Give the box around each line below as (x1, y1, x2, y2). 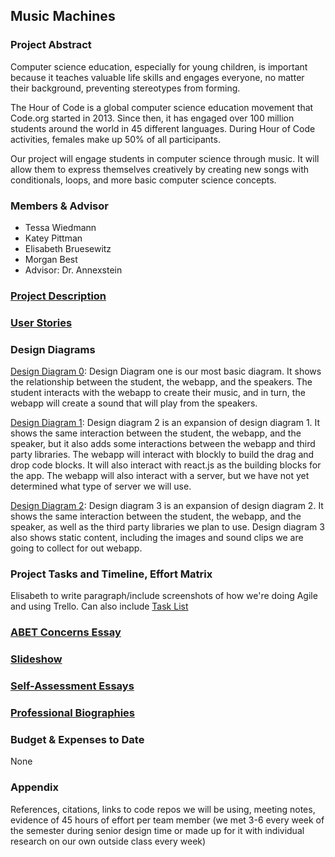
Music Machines (10, 8, 116, 25)
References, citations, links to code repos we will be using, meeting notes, (10, 803, 316, 815)
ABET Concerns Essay (10, 625, 122, 639)
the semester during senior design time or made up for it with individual (10, 824, 305, 836)
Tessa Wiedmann (24, 221, 97, 233)
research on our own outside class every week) (10, 835, 207, 847)
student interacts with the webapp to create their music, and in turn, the (10, 387, 306, 399)
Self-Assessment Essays (10, 679, 135, 693)
